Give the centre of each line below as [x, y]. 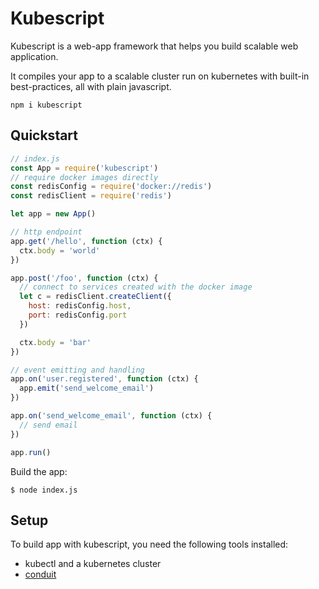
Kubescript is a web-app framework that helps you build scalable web [154, 46]
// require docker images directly [84, 177]
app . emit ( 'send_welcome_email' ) [87, 388]
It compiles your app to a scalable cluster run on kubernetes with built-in [160, 76]
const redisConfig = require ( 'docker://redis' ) [111, 187]
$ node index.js [44, 490]
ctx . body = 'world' [60, 250]
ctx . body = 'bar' [55, 342]
